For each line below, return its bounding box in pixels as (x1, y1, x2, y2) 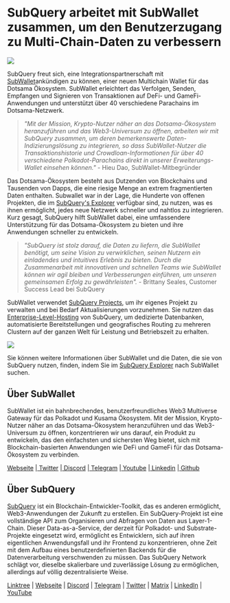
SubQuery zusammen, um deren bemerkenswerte (23, 134, 166, 142)
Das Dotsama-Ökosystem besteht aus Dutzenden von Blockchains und (7, 177, 207, 185)
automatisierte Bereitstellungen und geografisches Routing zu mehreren (7, 320, 211, 328)
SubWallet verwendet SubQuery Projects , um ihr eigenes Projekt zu (7, 298, 198, 307)
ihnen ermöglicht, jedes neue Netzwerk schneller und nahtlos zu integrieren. (7, 206, 224, 214)
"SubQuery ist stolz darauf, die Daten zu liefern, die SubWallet (23, 241, 200, 249)
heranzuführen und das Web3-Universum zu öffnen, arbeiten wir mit (23, 127, 219, 135)
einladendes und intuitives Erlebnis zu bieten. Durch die (23, 256, 182, 264)
